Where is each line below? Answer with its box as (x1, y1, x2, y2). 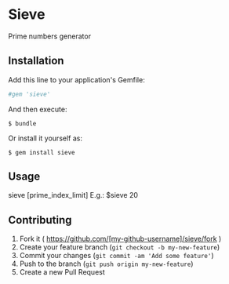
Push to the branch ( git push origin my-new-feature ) (19, 259, 194, 268)
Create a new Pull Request (19, 268, 106, 277)
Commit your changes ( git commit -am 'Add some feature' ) (19, 251, 214, 260)
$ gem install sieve (8, 148, 76, 156)
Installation (8, 54, 64, 67)
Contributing (8, 213, 72, 227)
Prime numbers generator (8, 31, 92, 41)
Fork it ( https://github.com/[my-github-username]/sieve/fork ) (19, 234, 222, 244)
